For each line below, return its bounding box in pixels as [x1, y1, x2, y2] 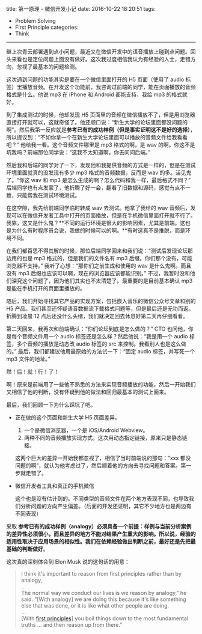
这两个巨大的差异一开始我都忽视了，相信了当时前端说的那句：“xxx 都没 [14, 454, 191, 462]
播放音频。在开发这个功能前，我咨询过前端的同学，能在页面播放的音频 [22, 84, 196, 90]
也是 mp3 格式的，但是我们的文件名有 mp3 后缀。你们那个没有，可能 [22, 255, 192, 261]
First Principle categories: [14, 23, 79, 31]
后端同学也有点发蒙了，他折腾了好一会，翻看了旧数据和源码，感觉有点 [6, 184, 180, 191]
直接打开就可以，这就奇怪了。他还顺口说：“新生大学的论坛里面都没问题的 [6, 119, 188, 126]
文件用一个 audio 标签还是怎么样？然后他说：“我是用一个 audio [32, 333, 188, 340]
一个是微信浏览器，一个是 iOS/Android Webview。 [23, 427, 148, 434]
